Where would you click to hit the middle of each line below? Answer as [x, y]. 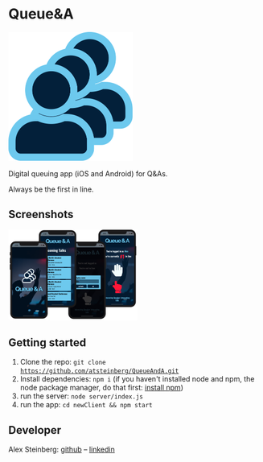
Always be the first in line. [51, 189]
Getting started [47, 342]
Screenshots [41, 214]
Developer [35, 430]
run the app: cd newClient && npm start [86, 405]
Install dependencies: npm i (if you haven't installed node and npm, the [137, 379]
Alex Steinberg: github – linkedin [62, 450]
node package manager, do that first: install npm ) [101, 388]
